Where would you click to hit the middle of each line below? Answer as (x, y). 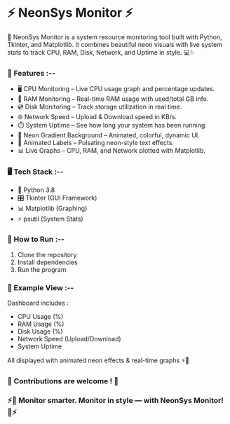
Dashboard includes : (38, 303)
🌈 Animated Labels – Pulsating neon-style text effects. (95, 143)
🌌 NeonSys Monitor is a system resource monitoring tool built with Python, (115, 37)
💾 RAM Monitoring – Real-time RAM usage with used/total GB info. (113, 99)
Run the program (42, 269)
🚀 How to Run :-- (36, 240)
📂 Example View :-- (41, 287)
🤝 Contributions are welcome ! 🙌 (63, 381)
